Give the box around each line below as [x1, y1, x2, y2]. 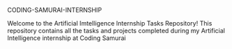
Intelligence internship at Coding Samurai [7, 34, 126, 42]
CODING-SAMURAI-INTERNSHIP [7, 6, 103, 14]
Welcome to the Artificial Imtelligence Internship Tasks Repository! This [7, 19, 212, 27]
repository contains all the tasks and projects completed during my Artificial [7, 27, 226, 35]
